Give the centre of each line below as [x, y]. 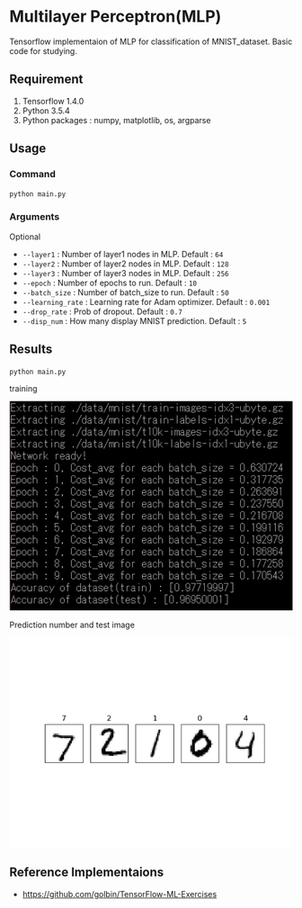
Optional [25, 237]
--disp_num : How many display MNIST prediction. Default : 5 [134, 320]
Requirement [46, 80]
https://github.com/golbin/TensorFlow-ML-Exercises [120, 894]
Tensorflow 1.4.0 [53, 101]
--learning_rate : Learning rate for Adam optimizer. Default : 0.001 [146, 301]
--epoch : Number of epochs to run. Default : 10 [110, 283]
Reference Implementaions [87, 872]
